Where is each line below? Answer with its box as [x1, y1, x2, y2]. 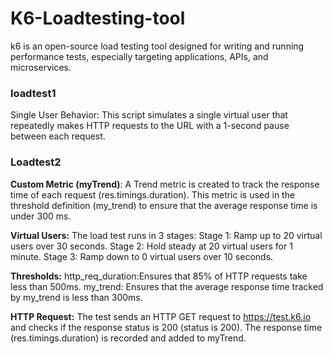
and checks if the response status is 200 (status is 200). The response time [10, 321, 323, 333]
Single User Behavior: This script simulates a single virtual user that [10, 109, 288, 121]
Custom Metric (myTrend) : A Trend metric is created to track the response [10, 178, 320, 190]
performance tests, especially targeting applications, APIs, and [10, 50, 269, 62]
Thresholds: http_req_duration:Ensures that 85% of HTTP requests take [10, 270, 308, 282]
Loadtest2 [10, 155, 62, 169]
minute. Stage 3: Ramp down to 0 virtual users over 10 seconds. [10, 250, 274, 262]
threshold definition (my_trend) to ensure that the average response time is [10, 199, 318, 211]
